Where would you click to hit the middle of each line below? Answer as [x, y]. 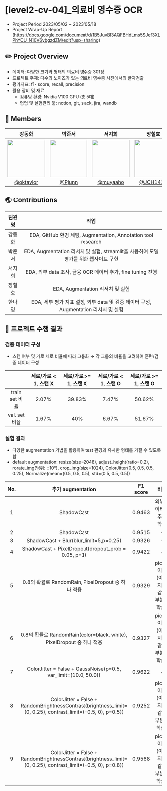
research [91, 242]
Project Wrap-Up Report [37, 29]
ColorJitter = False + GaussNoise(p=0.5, [74, 669]
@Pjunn [69, 182]
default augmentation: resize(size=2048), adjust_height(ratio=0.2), [81, 462]
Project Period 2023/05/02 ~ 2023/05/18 [54, 24]
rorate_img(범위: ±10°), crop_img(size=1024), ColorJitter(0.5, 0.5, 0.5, [83, 468]
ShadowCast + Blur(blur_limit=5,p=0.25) [74, 541]
